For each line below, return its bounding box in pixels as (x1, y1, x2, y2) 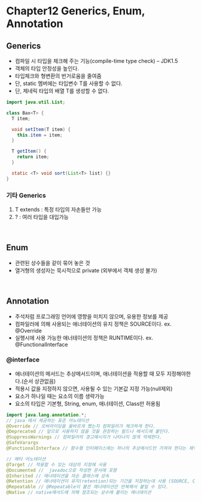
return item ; (17, 154, 50, 160)
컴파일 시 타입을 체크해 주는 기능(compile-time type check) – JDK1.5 (14, 57, 178, 64)
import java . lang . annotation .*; (6, 412, 87, 418)
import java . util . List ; (6, 99, 66, 105)
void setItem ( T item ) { (11, 126, 71, 132)
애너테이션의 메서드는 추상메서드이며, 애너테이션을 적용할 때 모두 (14, 370, 166, 377)
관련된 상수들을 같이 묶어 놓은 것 (14, 259, 90, 266)
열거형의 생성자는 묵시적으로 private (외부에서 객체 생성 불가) (14, 266, 157, 274)
